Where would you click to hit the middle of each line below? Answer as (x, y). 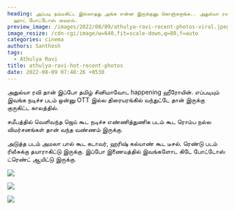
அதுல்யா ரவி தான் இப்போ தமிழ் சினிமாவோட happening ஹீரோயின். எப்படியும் (113, 92)
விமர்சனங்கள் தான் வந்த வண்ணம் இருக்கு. (65, 129)
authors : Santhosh (34, 46)
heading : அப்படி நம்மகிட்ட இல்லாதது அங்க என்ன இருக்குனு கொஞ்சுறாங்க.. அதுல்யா (113, 14)
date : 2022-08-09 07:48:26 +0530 (56, 72)
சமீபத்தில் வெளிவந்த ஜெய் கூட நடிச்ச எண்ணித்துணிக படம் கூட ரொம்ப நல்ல (109, 121)
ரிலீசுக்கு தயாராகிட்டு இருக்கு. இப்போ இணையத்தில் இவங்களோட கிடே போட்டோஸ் (116, 151)
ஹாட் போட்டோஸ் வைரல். (46, 20)
